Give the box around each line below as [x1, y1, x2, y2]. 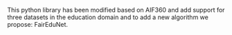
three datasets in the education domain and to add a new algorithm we [7, 13, 209, 21]
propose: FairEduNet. [7, 21, 68, 28]
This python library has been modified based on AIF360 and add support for [7, 6, 225, 14]
